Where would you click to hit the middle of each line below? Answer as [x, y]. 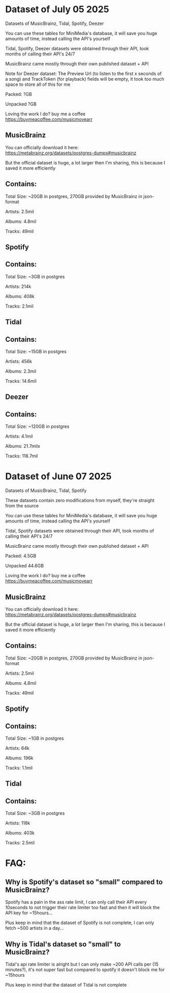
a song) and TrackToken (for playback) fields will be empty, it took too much [85, 79]
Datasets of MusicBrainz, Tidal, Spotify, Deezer [55, 23]
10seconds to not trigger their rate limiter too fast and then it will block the [82, 908]
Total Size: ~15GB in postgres [36, 351]
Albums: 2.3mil [21, 371]
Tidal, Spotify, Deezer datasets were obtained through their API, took [77, 48]
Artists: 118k [18, 823]
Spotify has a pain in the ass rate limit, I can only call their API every [76, 902]
